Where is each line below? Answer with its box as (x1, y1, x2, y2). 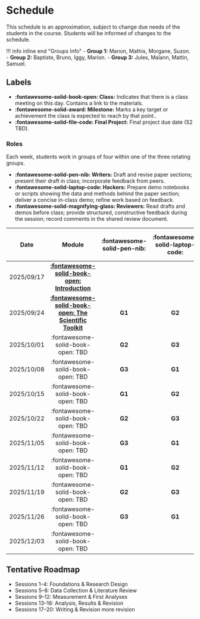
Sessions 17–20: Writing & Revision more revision (14, 605, 135, 613)
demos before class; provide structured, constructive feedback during (14, 209, 187, 216)
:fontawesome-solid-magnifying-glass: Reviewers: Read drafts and (14, 203, 186, 210)
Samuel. (6, 60, 26, 67)
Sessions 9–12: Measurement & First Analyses (14, 593, 128, 600)
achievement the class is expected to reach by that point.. (14, 112, 157, 119)
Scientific (59, 316, 87, 324)
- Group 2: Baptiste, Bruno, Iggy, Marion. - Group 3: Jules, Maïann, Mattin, (6, 54, 189, 61)
